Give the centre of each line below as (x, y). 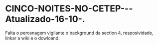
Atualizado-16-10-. (45, 19)
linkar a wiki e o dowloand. (32, 38)
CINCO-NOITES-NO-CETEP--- (69, 9)
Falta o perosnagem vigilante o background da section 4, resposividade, (79, 33)
